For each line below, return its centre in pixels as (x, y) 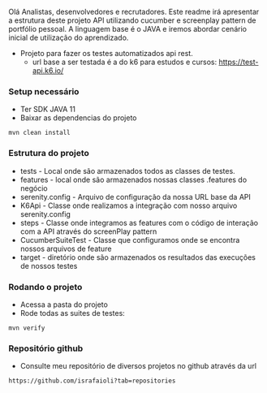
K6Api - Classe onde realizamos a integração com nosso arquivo (129, 205)
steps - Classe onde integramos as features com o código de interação (139, 222)
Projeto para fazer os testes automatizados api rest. (106, 53)
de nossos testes (49, 266)
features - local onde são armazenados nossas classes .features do (133, 179)
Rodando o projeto (45, 287)
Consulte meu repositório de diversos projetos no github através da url (138, 366)
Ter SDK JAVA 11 (47, 110)
